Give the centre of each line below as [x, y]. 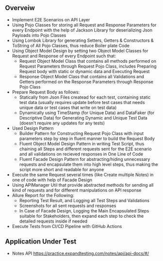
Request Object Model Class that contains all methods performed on [88, 61]
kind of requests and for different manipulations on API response [77, 190]
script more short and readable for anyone [62, 169]
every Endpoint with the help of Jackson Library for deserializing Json [82, 30]
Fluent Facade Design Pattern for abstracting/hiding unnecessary [85, 159]
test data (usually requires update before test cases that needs [82, 102]
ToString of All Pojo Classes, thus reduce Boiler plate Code [71, 45]
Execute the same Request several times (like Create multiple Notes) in [83, 174]
